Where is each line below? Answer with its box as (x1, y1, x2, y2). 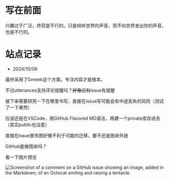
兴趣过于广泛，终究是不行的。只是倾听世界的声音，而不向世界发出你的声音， (5, 22, 166, 29)
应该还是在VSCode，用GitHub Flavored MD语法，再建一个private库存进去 (5, 115, 161, 121)
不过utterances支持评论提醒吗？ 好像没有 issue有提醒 (5, 87, 115, 93)
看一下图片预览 (5, 154, 37, 160)
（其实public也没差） (5, 121, 50, 127)
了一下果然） (5, 104, 32, 110)
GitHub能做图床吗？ (5, 143, 47, 149)
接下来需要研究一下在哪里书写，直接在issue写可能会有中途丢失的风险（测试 (5, 98, 164, 104)
